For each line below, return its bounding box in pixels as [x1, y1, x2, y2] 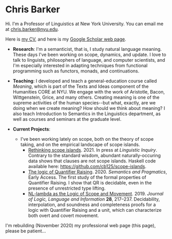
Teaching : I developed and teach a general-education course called [12, 78, 157, 84]
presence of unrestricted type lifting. [28, 185, 106, 191]
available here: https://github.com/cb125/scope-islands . [28, 163, 146, 169]
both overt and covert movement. [28, 212, 99, 218]
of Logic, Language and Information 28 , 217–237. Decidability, [28, 196, 160, 202]
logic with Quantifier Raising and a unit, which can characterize [28, 207, 162, 213]
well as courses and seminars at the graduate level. [12, 116, 122, 122]
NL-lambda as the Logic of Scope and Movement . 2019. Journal [28, 190, 164, 196]
